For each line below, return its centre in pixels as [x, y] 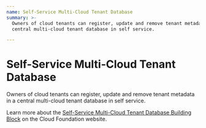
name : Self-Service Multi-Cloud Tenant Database [70, 12]
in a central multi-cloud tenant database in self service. [76, 101]
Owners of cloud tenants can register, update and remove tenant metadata [101, 94]
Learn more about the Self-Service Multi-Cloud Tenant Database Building [99, 113]
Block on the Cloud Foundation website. [57, 119]
